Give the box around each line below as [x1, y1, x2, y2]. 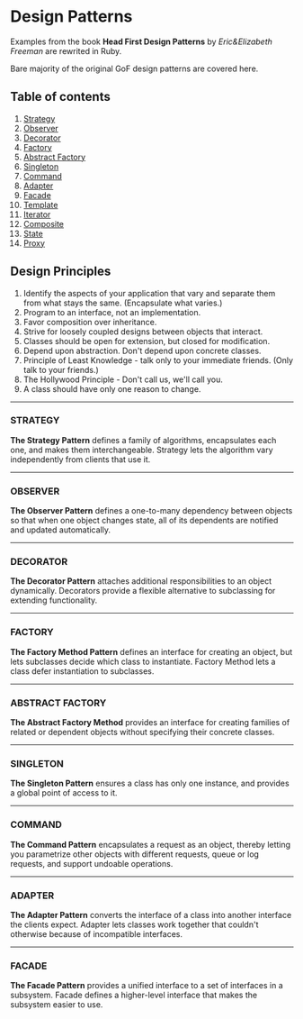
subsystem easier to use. [10, 999, 103, 1010]
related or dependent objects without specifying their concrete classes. [10, 727, 275, 738]
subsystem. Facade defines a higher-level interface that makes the [10, 989, 258, 1001]
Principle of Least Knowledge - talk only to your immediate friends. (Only [22, 354, 294, 366]
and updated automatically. [10, 524, 111, 535]
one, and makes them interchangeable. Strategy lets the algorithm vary [10, 444, 273, 455]
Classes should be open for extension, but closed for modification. [22, 335, 271, 346]
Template [22, 199, 58, 210]
